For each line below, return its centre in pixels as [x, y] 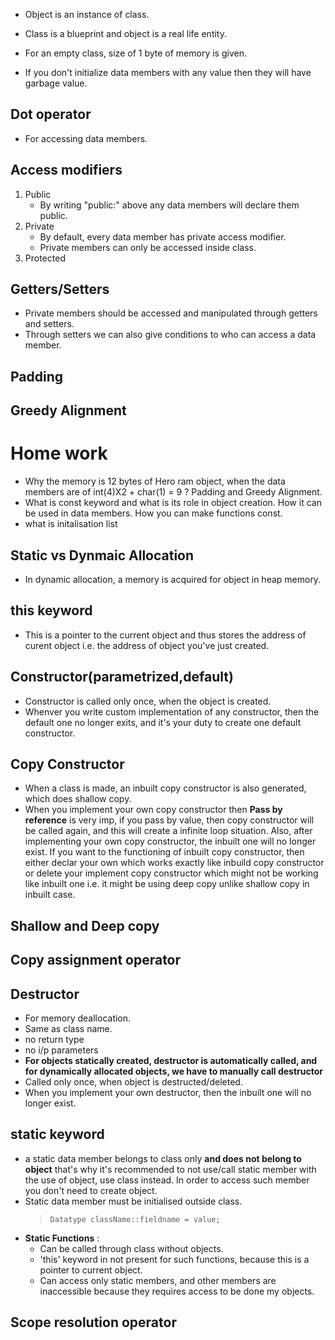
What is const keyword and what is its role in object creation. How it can [173, 503]
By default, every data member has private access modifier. [163, 236]
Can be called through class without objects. [131, 1248]
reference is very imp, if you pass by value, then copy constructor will [169, 820]
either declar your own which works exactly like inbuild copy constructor [174, 863]
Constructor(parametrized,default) [122, 677]
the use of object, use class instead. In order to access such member [167, 1180]
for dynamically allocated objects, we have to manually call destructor [174, 1071]
